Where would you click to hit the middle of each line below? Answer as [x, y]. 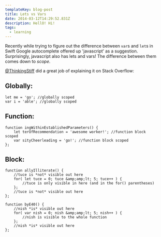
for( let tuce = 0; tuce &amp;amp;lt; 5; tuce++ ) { [68, 179]
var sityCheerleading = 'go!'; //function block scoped [71, 140]
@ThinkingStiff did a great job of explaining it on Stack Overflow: [70, 71]
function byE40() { [25, 204]
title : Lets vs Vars [26, 14]
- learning [20, 32]
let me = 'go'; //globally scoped [40, 97]
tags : [10, 28]
